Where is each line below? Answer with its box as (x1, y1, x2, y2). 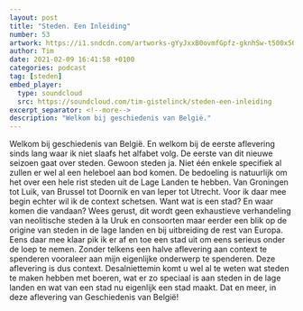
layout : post (9, 13, 59, 23)
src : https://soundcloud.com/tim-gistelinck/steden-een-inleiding (17, 96, 272, 106)
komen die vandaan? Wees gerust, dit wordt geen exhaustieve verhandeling (9, 206, 291, 216)
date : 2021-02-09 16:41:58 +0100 (9, 55, 135, 64)
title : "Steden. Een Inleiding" (9, 22, 131, 31)
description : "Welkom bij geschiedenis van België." (9, 114, 212, 123)
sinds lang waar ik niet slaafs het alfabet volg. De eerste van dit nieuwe (9, 148, 273, 159)
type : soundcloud (17, 88, 83, 97)
